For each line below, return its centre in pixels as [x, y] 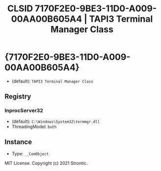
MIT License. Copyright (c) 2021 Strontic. [46, 163]
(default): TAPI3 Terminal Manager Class [53, 81]
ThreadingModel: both [34, 126]
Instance [18, 142]
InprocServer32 [24, 111]
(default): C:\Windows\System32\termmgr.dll [56, 121]
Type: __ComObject [30, 154]
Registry [18, 97]
